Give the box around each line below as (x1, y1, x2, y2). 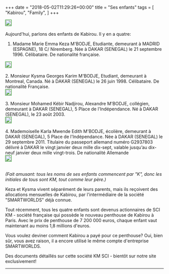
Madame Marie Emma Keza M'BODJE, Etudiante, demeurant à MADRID (12, 41, 160, 47)
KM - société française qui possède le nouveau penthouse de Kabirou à (5, 212, 154, 218)
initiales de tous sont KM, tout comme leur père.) (5, 176, 107, 182)
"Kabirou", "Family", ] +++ (5, 10, 59, 16)
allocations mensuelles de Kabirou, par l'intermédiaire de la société (5, 191, 144, 197)
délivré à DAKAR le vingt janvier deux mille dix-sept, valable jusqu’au (5, 145, 147, 150)
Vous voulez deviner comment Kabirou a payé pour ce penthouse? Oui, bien (5, 233, 163, 238)
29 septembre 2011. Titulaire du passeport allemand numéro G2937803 (5, 139, 153, 145)
